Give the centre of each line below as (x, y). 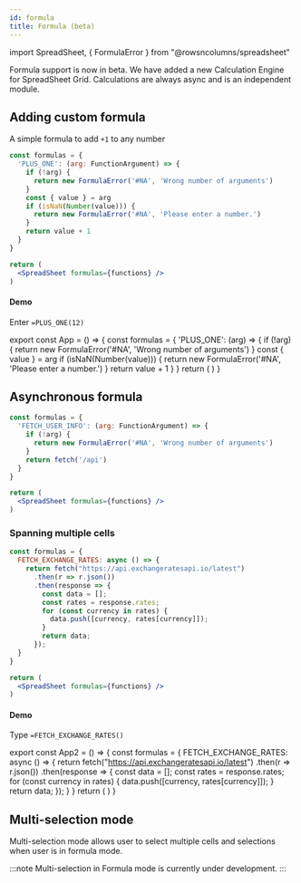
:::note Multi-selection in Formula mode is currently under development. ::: (148, 869)
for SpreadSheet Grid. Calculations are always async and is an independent (150, 79)
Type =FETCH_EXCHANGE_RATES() (67, 735)
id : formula (32, 18)
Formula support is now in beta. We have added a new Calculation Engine (147, 70)
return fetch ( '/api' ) (66, 460)
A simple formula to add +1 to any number (87, 139)
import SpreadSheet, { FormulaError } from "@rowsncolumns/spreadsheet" (150, 52)
